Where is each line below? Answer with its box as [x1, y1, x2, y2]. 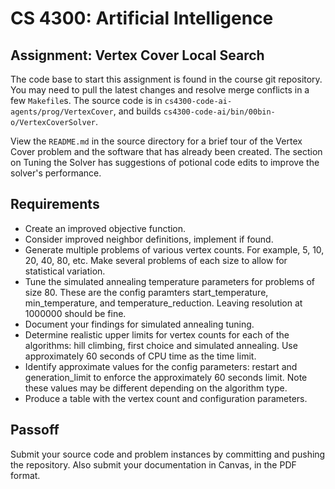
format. [10, 469, 41, 481]
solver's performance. [10, 167, 102, 179]
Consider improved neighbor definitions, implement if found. [24, 233, 274, 245]
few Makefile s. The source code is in [10, 95, 163, 106]
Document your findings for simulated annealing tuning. [24, 318, 255, 330]
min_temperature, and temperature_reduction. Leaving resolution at [24, 297, 303, 309]
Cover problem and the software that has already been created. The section [10, 146, 323, 157]
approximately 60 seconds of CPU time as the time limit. [24, 350, 257, 362]
